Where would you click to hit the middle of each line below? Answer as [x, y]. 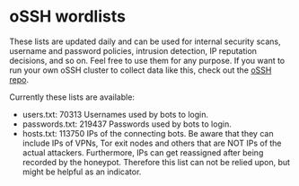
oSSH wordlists [67, 17]
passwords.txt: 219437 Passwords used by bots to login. [127, 124]
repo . [19, 79]
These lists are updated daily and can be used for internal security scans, [145, 41]
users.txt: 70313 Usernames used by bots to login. [115, 114]
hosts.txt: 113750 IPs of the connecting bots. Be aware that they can [148, 133]
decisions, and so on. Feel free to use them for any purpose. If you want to [147, 60]
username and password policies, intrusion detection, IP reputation [133, 50]
